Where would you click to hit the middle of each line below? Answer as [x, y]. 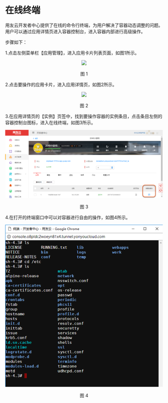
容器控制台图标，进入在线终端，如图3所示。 [50, 122]
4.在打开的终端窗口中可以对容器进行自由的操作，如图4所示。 [68, 217]
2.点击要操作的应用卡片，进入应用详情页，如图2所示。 [61, 84]
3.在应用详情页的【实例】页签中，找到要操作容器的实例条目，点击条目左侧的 [84, 116]
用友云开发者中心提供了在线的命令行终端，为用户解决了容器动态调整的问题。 [84, 25]
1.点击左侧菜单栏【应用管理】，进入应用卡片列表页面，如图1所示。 [72, 53]
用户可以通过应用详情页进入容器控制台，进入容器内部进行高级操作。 [75, 31]
